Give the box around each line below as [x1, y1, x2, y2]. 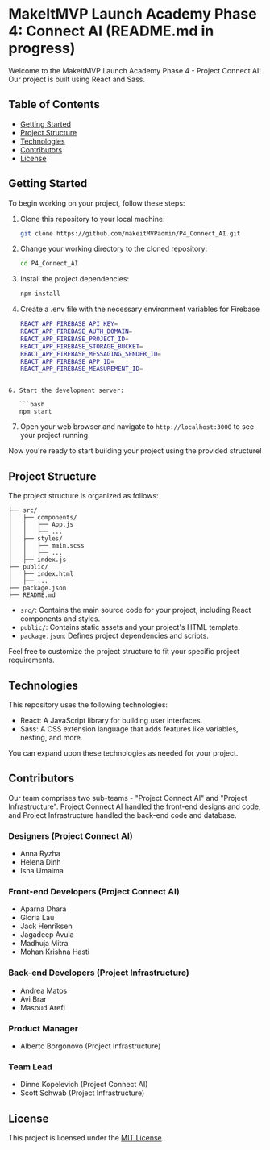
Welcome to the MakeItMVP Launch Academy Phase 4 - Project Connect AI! [8, 65, 262, 75]
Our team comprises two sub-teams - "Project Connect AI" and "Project [8, 793, 247, 802]
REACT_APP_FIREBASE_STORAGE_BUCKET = [19, 342, 143, 351]
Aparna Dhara [19, 904, 67, 914]
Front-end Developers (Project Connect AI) [8, 885, 180, 897]
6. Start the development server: [8, 386, 125, 395]
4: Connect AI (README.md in [8, 22, 214, 40]
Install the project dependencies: [19, 274, 130, 284]
